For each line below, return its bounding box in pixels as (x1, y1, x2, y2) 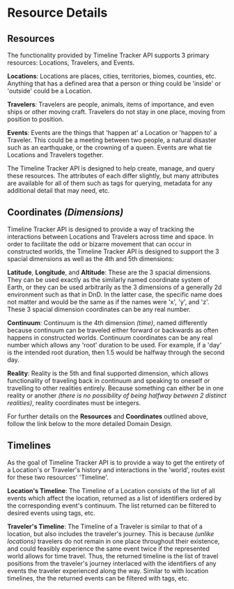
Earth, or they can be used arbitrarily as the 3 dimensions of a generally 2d (7, 283, 222, 291)
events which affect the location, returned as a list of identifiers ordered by (7, 494, 221, 502)
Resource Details (7, 5, 108, 21)
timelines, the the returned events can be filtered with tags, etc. (7, 574, 189, 582)
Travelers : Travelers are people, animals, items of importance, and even (7, 100, 214, 109)
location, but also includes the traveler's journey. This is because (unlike (7, 529, 214, 537)
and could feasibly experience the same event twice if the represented (7, 544, 210, 553)
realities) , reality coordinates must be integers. (7, 398, 141, 407)
